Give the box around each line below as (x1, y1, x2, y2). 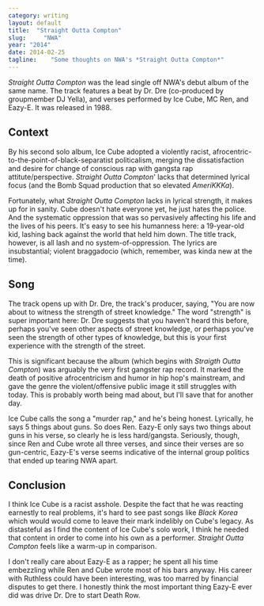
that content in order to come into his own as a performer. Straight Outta (8, 533, 244, 543)
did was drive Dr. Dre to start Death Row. (8, 591, 141, 600)
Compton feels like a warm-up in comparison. (8, 542, 157, 551)
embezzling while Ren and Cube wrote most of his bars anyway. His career (8, 566, 253, 575)
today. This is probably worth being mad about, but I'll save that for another (8, 390, 254, 399)
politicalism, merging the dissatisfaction (115, 155, 244, 165)
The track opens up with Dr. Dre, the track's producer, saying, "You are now (8, 299, 255, 308)
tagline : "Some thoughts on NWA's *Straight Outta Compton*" (8, 56, 224, 64)
